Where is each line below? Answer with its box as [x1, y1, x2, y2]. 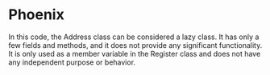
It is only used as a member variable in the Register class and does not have [8, 49, 261, 58]
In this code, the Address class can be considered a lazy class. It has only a [8, 32, 260, 41]
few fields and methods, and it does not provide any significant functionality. [8, 40, 263, 49]
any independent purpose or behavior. [8, 57, 135, 67]
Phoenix [8, 6, 64, 24]
